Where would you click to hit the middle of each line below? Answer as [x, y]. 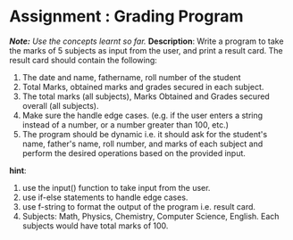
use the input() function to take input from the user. [116, 187]
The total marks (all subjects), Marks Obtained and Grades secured [146, 96]
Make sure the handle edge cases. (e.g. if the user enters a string [142, 115]
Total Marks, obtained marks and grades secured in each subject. [143, 87]
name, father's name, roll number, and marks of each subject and [142, 144]
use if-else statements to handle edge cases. [105, 197]
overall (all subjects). [60, 105]
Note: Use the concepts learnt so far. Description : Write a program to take [146, 41]
